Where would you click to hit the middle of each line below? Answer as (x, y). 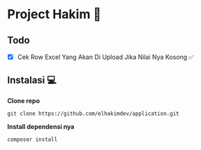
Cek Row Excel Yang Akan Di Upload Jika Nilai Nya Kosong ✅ (105, 57)
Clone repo (24, 100)
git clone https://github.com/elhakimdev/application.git (93, 114)
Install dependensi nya (41, 126)
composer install (32, 139)
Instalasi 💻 (32, 80)
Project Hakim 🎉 (54, 14)
